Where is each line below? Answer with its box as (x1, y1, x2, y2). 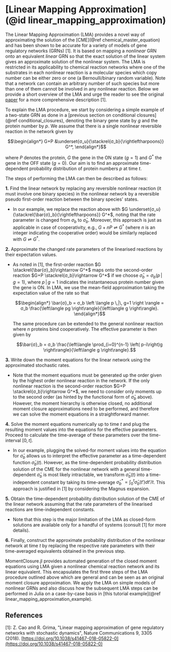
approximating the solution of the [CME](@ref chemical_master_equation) (5, 37, 160, 43)
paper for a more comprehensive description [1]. (5, 96, 107, 103)
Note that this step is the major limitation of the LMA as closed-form (12, 516, 156, 523)
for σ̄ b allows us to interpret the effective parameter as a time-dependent (12, 453, 166, 460)
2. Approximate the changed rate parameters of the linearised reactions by (5, 246, 163, 252)
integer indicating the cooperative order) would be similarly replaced (12, 230, 157, 236)
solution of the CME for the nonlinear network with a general (12, 466, 140, 472)
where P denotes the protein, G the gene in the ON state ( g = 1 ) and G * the (5, 154, 162, 161)
